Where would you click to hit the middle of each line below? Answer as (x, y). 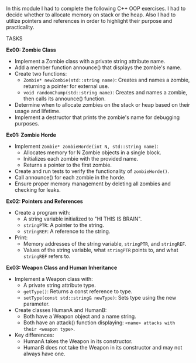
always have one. (44, 354)
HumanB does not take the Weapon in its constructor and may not (103, 347)
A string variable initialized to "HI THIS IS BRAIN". (82, 219)
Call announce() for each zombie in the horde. (70, 177)
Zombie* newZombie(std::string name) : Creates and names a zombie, (106, 80)
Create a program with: (42, 213)
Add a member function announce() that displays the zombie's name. (98, 67)
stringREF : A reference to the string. (67, 231)
